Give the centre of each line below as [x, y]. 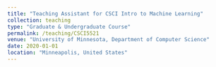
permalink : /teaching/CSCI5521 [53, 33]
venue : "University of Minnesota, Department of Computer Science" [109, 40]
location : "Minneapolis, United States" [68, 53]
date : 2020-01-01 [33, 46]
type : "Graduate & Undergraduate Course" [69, 27]
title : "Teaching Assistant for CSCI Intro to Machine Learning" [105, 14]
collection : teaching [39, 20]
